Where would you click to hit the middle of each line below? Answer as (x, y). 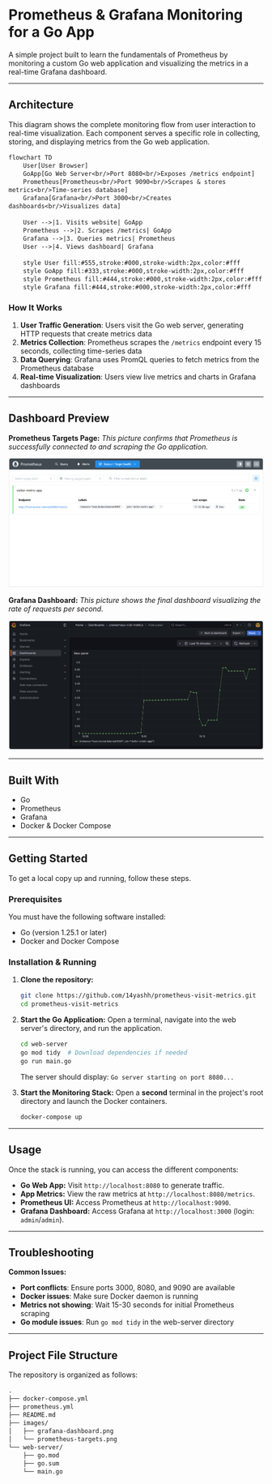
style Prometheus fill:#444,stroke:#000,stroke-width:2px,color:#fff (143, 279)
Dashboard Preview (59, 419)
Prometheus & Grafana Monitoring (126, 15)
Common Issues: (38, 1272)
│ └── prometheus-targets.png (63, 1439)
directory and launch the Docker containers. (93, 1101)
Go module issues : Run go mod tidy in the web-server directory (127, 1322)
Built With (34, 780)
